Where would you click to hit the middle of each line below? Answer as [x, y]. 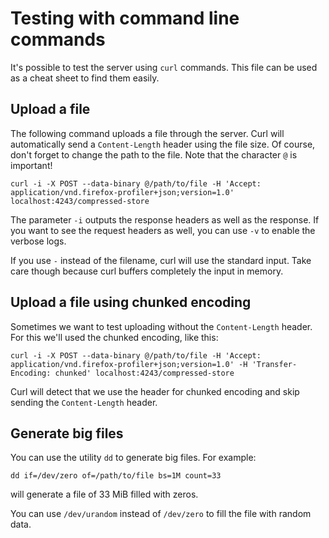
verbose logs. [38, 241]
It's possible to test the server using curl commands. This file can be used [164, 67]
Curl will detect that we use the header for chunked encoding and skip [155, 391]
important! [31, 165]
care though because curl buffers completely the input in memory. [147, 271]
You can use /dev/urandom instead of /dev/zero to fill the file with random [161, 514]
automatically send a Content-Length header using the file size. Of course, [163, 144]
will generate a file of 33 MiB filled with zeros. [104, 494]
